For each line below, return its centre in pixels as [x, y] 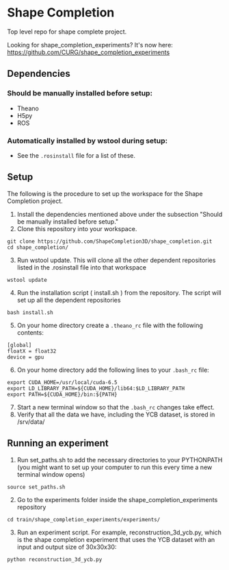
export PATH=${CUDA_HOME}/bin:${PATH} [62, 394]
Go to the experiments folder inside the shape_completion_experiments [117, 499]
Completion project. [35, 201]
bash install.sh [30, 312]
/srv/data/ [31, 421]
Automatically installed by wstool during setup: [87, 141]
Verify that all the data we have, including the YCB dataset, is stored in [116, 414]
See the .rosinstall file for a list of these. [76, 155]
